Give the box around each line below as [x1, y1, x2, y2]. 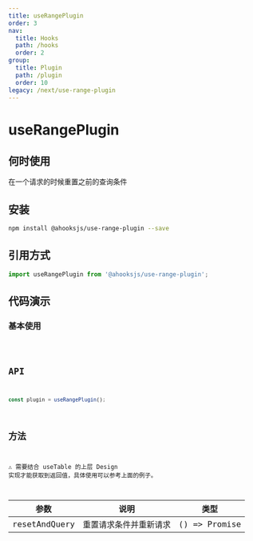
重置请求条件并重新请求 [82, 519, 172, 531]
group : [8, 57, 30, 65]
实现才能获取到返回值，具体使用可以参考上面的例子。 [8, 471, 157, 480]
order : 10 [15, 78, 48, 86]
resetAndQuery [12, 519, 76, 529]
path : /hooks [15, 42, 59, 50]
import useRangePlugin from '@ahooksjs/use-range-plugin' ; [8, 270, 209, 279]
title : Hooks [15, 34, 59, 42]
